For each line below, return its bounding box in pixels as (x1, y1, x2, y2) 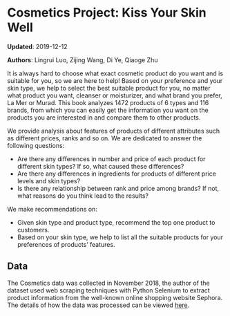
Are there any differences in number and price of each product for (17, 154, 206, 163)
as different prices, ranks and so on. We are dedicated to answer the (7, 133, 202, 142)
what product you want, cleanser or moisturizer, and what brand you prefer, (7, 91, 222, 100)
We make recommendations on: (7, 205, 98, 213)
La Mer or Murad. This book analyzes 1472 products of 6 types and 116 (7, 98, 209, 106)
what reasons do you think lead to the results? (17, 192, 148, 200)
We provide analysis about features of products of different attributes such (7, 127, 220, 135)
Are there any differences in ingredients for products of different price (17, 169, 216, 178)
